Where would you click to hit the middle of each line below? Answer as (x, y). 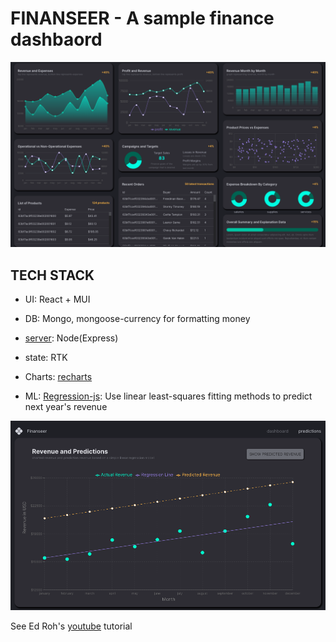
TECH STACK (52, 275)
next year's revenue (66, 407)
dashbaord (56, 39)
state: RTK (46, 358)
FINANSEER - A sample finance (142, 18)
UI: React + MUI (57, 299)
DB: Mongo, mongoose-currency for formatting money (137, 319)
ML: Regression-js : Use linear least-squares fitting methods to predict (168, 396)
